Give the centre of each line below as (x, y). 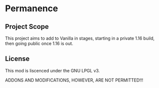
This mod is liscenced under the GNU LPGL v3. (53, 70)
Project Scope (27, 27)
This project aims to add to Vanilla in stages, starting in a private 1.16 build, (80, 38)
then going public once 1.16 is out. (39, 44)
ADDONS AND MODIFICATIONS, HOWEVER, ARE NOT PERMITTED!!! (74, 80)
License (17, 59)
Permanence (32, 9)
